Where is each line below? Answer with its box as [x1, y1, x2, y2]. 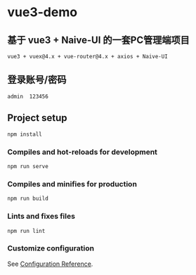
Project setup [7, 112, 68, 124]
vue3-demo [7, 4, 78, 20]
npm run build [7, 195, 49, 203]
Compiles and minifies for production [7, 179, 137, 188]
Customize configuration [7, 243, 95, 253]
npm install [7, 131, 42, 138]
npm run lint [7, 227, 46, 234]
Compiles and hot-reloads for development [7, 147, 158, 157]
